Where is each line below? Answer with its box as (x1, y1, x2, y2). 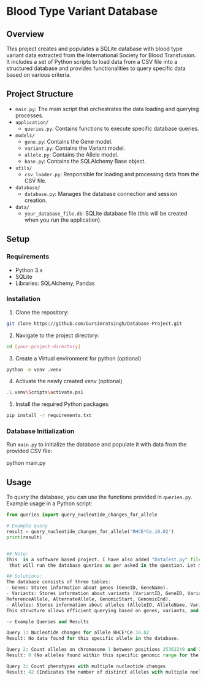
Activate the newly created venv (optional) (15, 378, 123, 385)
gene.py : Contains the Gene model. (24, 138, 113, 145)
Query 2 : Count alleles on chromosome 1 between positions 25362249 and (6, 647, 196, 653)
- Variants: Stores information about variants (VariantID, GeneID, (6, 591, 185, 597)
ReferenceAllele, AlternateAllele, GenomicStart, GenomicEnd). (6, 596, 172, 602)
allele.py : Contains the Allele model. (24, 150, 119, 158)
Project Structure (6, 89, 74, 99)
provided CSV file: (6, 447, 53, 455)
